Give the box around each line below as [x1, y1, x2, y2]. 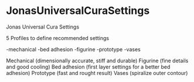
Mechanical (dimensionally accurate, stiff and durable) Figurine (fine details [6, 57, 189, 64]
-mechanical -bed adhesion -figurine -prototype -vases [6, 45, 141, 53]
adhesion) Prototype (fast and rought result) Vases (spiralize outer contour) [6, 69, 188, 76]
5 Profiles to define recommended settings [6, 34, 110, 41]
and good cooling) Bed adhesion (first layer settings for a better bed [6, 63, 171, 70]
